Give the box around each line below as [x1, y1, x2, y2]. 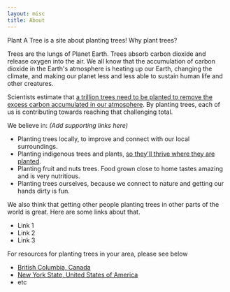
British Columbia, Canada [17, 263, 91, 271]
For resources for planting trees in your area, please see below [7, 249, 188, 258]
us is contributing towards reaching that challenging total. [7, 108, 173, 116]
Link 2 [17, 228, 36, 237]
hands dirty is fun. [17, 187, 70, 195]
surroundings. [17, 142, 58, 150]
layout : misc [7, 10, 45, 17]
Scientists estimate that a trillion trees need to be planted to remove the [7, 92, 213, 101]
